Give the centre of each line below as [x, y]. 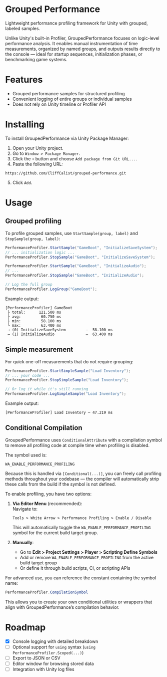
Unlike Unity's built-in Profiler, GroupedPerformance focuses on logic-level [82, 38]
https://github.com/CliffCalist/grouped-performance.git [66, 173]
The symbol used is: [26, 455]
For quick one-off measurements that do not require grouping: [69, 361]
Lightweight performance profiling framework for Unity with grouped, [77, 23]
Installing [25, 125]
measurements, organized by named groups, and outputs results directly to [83, 49]
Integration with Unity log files [43, 669]
